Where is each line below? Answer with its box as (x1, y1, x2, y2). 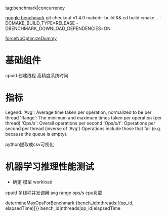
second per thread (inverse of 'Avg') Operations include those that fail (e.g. (5, 125, 161, 132)
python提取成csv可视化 (5, 141, 54, 147)
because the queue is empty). (5, 131, 68, 137)
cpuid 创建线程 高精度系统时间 (5, 72, 68, 78)
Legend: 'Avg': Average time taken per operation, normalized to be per (5, 109, 152, 115)
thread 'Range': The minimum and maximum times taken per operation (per (5, 114, 162, 120)
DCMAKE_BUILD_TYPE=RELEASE (5, 20, 75, 26)
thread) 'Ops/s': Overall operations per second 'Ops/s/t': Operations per (5, 120, 155, 126)
